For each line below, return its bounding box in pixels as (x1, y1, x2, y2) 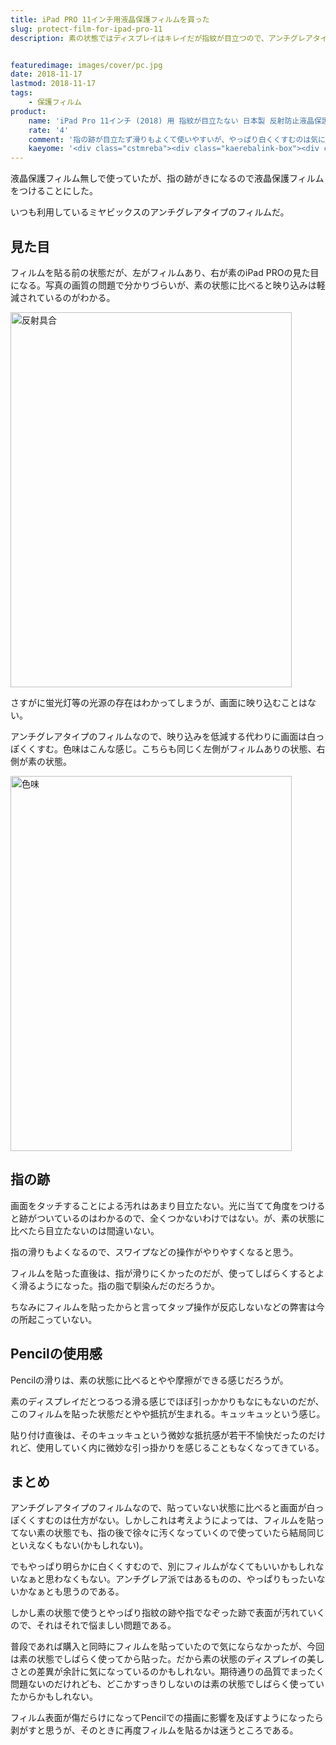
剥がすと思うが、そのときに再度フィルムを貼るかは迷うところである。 (10, 1724, 299, 1736)
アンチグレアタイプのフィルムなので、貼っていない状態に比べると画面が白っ (10, 1502, 325, 1514)
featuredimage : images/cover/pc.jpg (10, 60, 163, 70)
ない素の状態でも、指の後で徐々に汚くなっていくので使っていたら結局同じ (18, 1527, 325, 1539)
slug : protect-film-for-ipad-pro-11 (10, 24, 163, 34)
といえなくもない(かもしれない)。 (10, 1539, 149, 1551)
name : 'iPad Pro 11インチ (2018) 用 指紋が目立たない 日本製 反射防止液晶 (28, 116, 315, 126)
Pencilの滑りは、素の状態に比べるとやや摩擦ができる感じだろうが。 (10, 1374, 289, 1386)
